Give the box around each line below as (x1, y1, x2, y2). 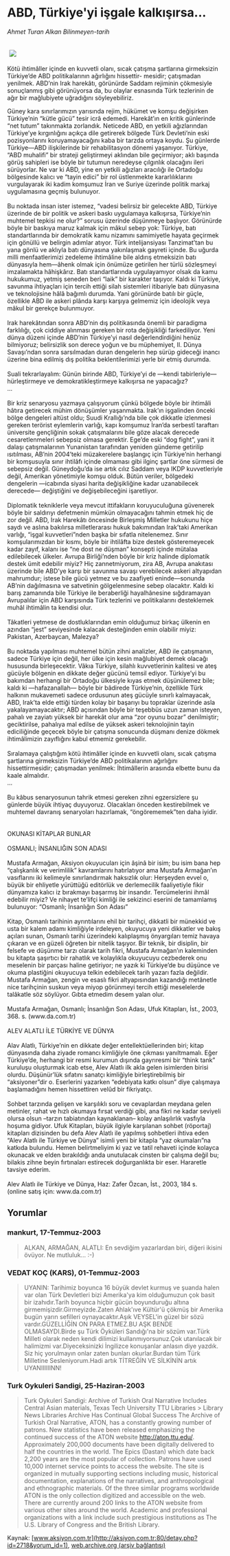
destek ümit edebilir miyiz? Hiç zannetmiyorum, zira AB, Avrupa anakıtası (7, 559, 214, 567)
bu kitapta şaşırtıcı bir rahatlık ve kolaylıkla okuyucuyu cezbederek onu (7, 954, 207, 962)
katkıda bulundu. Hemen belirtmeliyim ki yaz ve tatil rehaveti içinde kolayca (7, 1143, 220, 1151)
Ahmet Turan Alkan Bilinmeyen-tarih (7, 27, 110, 36)
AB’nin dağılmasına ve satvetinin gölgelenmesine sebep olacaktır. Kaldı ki (7, 581, 214, 589)
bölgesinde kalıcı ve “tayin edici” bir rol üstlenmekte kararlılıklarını (7, 172, 193, 181)
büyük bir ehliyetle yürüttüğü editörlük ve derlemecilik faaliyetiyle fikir (7, 881, 204, 889)
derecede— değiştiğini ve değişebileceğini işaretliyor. (7, 486, 159, 495)
